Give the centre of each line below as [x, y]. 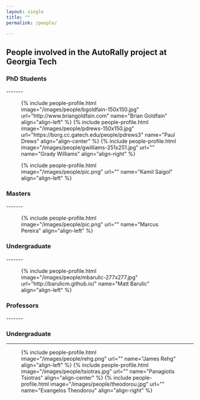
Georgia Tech [32, 61]
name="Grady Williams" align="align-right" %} [78, 154]
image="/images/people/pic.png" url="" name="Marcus [90, 224]
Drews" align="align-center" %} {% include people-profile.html [99, 141]
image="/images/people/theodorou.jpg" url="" [107, 384]
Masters [18, 193]
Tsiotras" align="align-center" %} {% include [76, 378]
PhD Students [26, 78]
